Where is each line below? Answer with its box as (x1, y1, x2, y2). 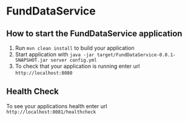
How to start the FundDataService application (6, 28, 183, 39)
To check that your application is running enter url (15, 62, 140, 70)
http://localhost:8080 (15, 70, 73, 76)
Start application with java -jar (15, 51, 95, 58)
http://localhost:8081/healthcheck (6, 109, 96, 115)
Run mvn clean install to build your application (15, 44, 135, 51)
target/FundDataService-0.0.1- (96, 52, 176, 58)
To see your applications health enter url (6, 102, 107, 110)
